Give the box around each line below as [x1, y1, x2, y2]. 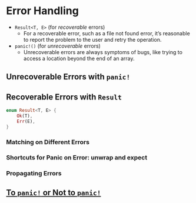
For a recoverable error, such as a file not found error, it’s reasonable [23, 29, 190, 36]
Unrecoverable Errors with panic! [6, 72, 131, 82]
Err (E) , [16, 118, 35, 124]
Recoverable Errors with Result [6, 92, 122, 102]
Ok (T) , [16, 113, 33, 119]
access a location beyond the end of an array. [23, 55, 135, 62]
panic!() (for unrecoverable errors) [14, 42, 101, 49]
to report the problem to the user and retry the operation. [23, 36, 162, 43]
